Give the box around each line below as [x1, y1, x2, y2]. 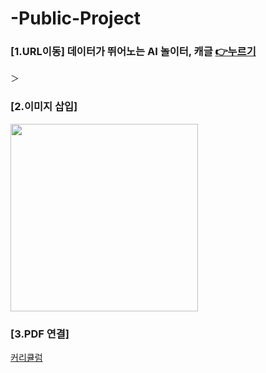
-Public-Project [10, 7, 142, 30]
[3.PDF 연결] [10, 327, 70, 341]
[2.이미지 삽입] [10, 100, 78, 114]
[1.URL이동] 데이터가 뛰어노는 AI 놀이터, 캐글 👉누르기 [10, 45, 257, 59]
